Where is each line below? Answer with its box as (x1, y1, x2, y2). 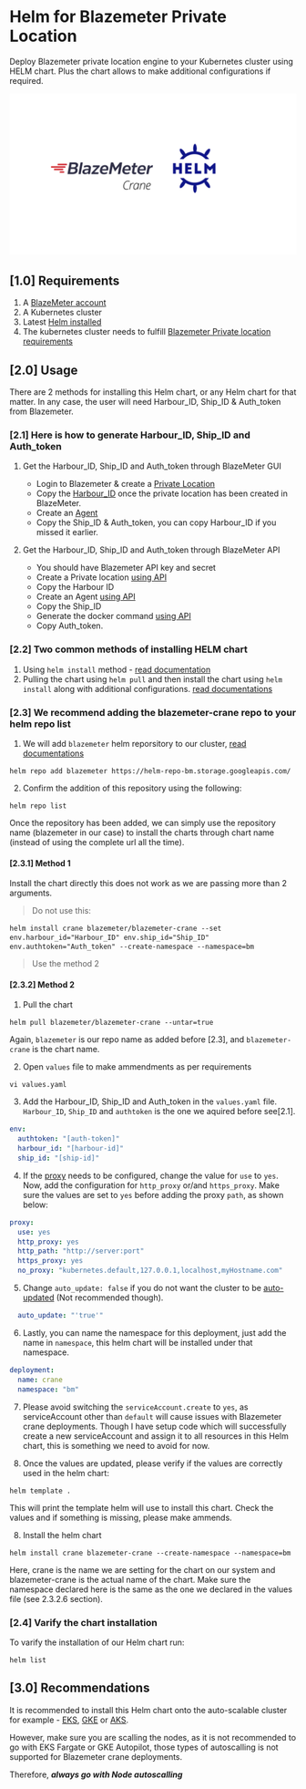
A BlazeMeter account (22, 297, 107, 308)
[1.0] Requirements (9, 273, 120, 288)
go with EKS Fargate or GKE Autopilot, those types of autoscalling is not (9, 1742, 280, 1753)
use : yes (17, 1227, 51, 1236)
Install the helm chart (22, 1529, 102, 1540)
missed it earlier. (36, 527, 98, 538)
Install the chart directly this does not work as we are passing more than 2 (9, 878, 287, 889)
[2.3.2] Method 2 (9, 978, 76, 990)
